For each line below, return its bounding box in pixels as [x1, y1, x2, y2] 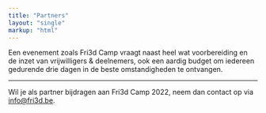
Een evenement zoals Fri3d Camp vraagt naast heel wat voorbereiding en [8, 48, 248, 58]
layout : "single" [8, 19, 66, 27]
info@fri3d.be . [8, 96, 55, 105]
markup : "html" [8, 26, 59, 34]
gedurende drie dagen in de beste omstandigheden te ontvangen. [8, 65, 223, 74]
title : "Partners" [8, 11, 69, 20]
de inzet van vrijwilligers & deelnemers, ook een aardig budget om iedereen [8, 56, 255, 66]
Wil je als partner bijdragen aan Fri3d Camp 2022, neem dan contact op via [8, 88, 254, 97]
